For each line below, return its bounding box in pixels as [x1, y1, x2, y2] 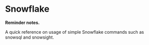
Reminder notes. [5, 20, 40, 25]
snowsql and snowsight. [5, 34, 54, 40]
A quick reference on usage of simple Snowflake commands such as [5, 29, 144, 35]
